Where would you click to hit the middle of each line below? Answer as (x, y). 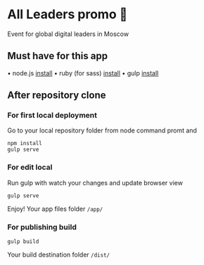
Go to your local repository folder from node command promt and (102, 130)
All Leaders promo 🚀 (68, 14)
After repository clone (57, 95)
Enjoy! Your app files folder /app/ (55, 209)
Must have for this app (57, 56)
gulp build (23, 242)
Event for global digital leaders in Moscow (68, 34)
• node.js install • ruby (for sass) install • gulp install (83, 73)
